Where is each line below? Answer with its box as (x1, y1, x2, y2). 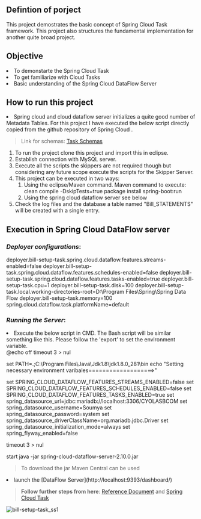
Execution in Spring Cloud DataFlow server (6, 224, 170, 234)
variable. (6, 343, 28, 350)
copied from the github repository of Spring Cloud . (6, 126, 133, 133)
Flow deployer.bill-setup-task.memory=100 (6, 294, 113, 302)
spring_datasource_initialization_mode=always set (6, 423, 131, 430)
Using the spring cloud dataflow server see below (23, 194, 148, 201)
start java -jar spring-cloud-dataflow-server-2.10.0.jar (6, 453, 139, 460)
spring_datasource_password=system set (6, 411, 110, 418)
